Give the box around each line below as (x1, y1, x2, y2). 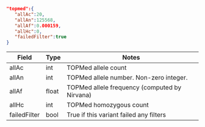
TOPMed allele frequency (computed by (67, 83, 182, 92)
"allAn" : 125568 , (14, 17, 56, 23)
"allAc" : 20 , (14, 11, 45, 18)
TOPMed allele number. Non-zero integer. (67, 74, 188, 82)
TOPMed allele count (67, 64, 127, 72)
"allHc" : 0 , (14, 28, 43, 35)
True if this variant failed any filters (67, 111, 167, 119)
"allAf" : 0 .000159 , (14, 22, 62, 29)
